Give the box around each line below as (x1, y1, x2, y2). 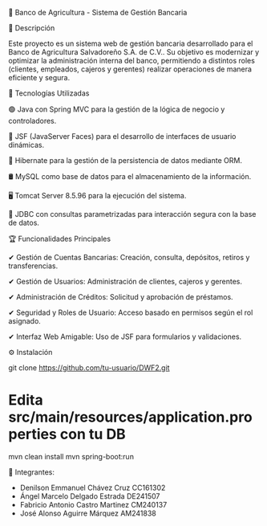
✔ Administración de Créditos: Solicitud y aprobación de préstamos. (8, 292, 234, 301)
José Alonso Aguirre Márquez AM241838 (19, 508, 156, 518)
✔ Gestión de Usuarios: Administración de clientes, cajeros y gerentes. (8, 277, 243, 286)
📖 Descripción (8, 23, 55, 32)
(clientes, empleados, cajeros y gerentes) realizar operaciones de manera (8, 64, 253, 74)
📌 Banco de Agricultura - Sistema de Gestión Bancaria (8, 8, 188, 17)
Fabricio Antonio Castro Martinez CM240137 (19, 499, 168, 509)
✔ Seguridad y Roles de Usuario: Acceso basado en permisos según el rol (8, 308, 253, 317)
